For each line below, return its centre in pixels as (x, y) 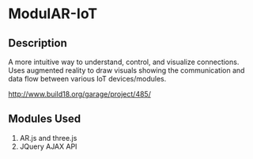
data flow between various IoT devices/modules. (87, 79)
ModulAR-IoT (53, 14)
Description (38, 43)
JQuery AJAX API (48, 146)
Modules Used (45, 119)
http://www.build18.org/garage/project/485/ (80, 94)
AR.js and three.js (48, 138)
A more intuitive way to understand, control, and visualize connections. (124, 62)
